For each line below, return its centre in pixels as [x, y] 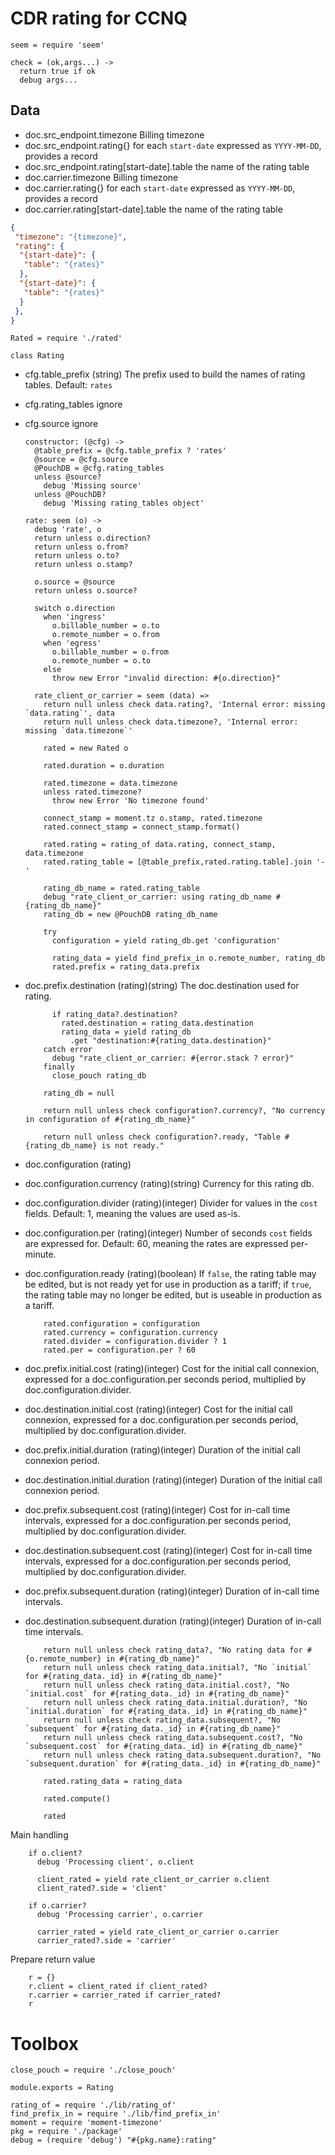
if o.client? [55, 1853]
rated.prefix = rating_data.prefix [125, 967]
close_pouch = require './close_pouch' [93, 2070]
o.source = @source [74, 582]
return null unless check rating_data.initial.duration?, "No [175, 1703]
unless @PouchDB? [70, 495]
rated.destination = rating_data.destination [157, 1023]
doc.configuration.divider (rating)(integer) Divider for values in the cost [171, 1203]
